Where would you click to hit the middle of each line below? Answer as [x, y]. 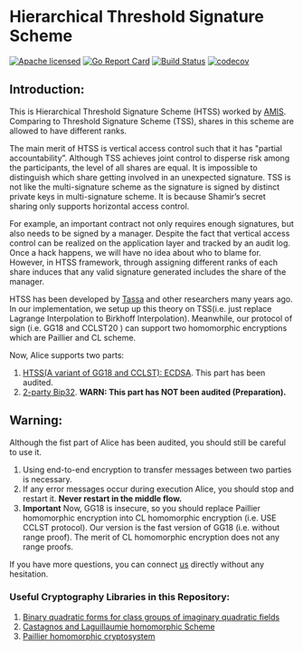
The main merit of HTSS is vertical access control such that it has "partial [146, 148]
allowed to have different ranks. [68, 131]
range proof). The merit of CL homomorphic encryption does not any [151, 537]
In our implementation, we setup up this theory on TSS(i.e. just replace [141, 308]
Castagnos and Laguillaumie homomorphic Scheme [118, 627]
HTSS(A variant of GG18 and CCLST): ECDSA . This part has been [144, 373]
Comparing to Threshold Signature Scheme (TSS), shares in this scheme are [151, 121]
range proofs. [48, 547]
